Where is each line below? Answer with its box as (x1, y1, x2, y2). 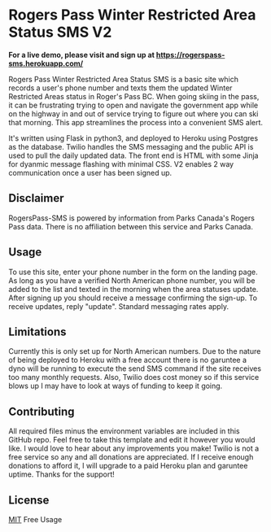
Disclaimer (8, 191, 64, 205)
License (8, 493, 50, 507)
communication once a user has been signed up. (8, 168, 173, 177)
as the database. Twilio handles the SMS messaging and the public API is (8, 142, 254, 151)
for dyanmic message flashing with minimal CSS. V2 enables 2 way (8, 159, 234, 168)
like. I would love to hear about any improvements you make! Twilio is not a (8, 443, 260, 453)
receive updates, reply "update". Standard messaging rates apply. (8, 301, 229, 311)
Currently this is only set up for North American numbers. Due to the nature (8, 347, 261, 356)
